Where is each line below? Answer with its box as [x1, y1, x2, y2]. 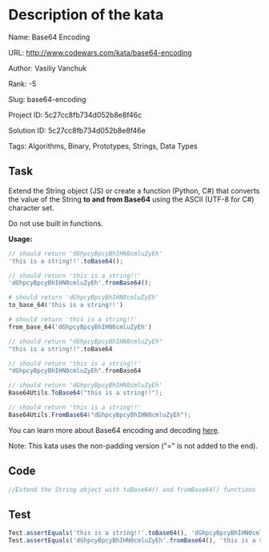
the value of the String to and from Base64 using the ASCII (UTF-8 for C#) [8, 194, 255, 204]
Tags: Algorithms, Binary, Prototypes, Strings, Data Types [8, 141, 198, 150]
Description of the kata [8, 6, 164, 24]
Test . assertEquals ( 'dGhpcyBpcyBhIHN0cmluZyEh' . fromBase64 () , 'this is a [8, 537, 256, 545]
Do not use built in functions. [8, 219, 104, 228]
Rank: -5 [8, 79, 37, 88]
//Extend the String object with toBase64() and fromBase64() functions [8, 485, 256, 493]
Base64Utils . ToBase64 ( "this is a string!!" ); [8, 389, 163, 397]
